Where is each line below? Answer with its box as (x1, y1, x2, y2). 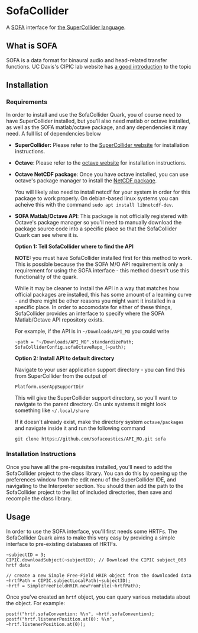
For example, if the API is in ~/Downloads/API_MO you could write (14, 327, 170, 335)
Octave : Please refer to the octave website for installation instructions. (14, 159, 187, 166)
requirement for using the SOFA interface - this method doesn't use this (14, 267, 189, 274)
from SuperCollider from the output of (14, 372, 108, 380)
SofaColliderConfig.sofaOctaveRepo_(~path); (14, 345, 126, 351)
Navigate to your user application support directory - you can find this (14, 366, 186, 374)
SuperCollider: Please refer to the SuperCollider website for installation (14, 142, 189, 149)
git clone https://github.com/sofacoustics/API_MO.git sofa (14, 436, 166, 442)
